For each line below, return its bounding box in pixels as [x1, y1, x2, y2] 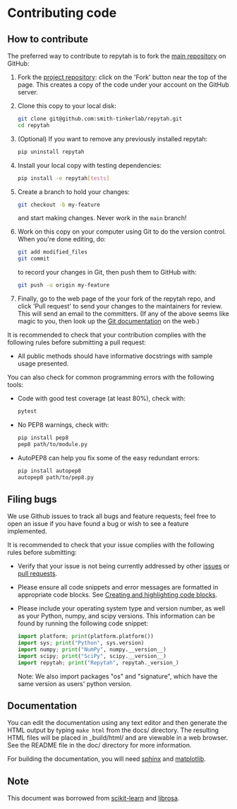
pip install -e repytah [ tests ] [17, 174, 110, 181]
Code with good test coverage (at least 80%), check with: [17, 394, 186, 402]
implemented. [7, 527, 47, 536]
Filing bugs [7, 493, 58, 505]
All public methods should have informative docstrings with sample [17, 352, 213, 360]
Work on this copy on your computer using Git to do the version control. [17, 227, 226, 236]
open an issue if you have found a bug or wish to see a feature [7, 520, 189, 528]
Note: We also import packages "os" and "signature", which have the [17, 672, 218, 681]
